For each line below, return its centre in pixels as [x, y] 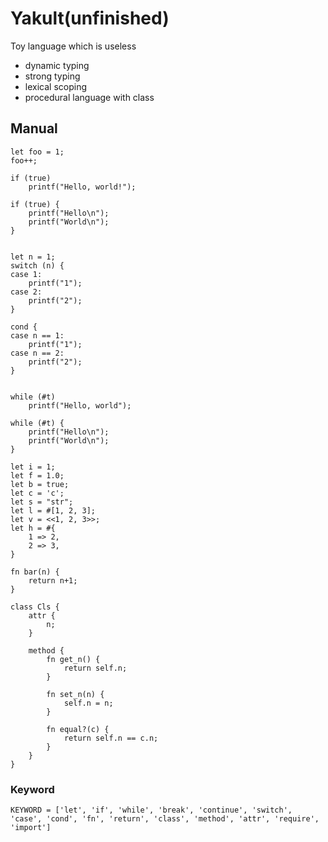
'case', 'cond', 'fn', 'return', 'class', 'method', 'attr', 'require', [165, 819]
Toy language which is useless [73, 46]
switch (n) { [37, 265]
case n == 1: [37, 335]
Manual [34, 128]
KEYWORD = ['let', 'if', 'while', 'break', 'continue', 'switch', [151, 810]
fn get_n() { [73, 659]
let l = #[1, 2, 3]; [53, 510]
